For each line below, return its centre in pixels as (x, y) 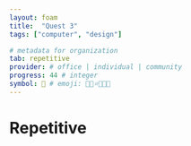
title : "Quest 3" (43, 26)
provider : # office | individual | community (95, 67)
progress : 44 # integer (54, 76)
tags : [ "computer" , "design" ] (66, 34)
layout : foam (34, 17)
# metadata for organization (64, 50)
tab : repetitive (39, 59)
